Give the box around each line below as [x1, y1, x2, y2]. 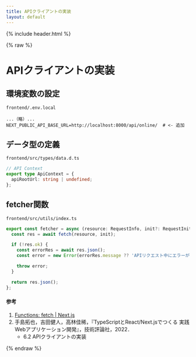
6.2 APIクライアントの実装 [23, 333, 87, 340]
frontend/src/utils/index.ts [6, 215, 77, 221]
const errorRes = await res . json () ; [16, 247, 106, 253]
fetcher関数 [6, 200, 49, 210]
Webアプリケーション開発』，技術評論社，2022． [14, 325, 133, 332]
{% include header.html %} [6, 30, 71, 37]
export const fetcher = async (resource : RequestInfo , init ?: [6, 226, 160, 232]
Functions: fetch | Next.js [14, 311, 75, 318]
